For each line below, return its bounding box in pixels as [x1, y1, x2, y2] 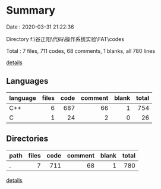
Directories [6, 134, 49, 144]
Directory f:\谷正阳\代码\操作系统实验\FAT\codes [6, 35, 125, 42]
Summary [6, 4, 55, 17]
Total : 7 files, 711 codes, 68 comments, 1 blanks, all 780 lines [6, 47, 156, 54]
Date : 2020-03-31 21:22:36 [6, 23, 74, 30]
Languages [6, 76, 49, 86]
